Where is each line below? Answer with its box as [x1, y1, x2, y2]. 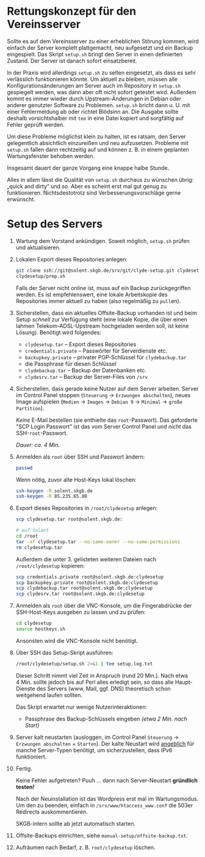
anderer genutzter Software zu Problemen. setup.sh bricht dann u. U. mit [7, 101, 190, 108]
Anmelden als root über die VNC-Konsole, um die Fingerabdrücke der [15, 602, 192, 610]
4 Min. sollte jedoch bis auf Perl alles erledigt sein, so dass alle [15, 678, 174, 686]
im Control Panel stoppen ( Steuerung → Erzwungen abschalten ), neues [15, 391, 191, 399]
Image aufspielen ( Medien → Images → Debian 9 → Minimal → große [15, 398, 182, 405]
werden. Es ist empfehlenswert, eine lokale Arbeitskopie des [15, 291, 168, 298]
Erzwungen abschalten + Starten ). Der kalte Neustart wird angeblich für [15, 739, 195, 747]
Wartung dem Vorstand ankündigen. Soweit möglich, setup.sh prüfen [15, 237, 190, 244]
